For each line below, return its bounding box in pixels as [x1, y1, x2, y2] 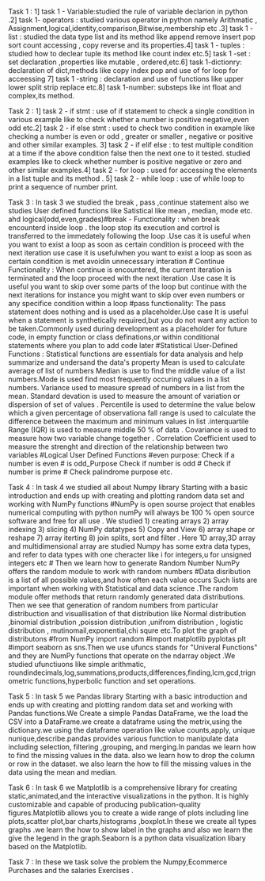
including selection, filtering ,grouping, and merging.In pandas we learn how [8, 742, 257, 752]
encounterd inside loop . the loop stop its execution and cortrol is [8, 223, 220, 232]
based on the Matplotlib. [8, 842, 88, 851]
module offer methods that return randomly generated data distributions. [8, 592, 245, 601]
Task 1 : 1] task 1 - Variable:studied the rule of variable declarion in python [8, 7, 248, 16]
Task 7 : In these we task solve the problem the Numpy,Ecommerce [8, 857, 228, 867]
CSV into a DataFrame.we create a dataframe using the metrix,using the [8, 717, 243, 726]
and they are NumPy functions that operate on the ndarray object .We [8, 651, 236, 661]
